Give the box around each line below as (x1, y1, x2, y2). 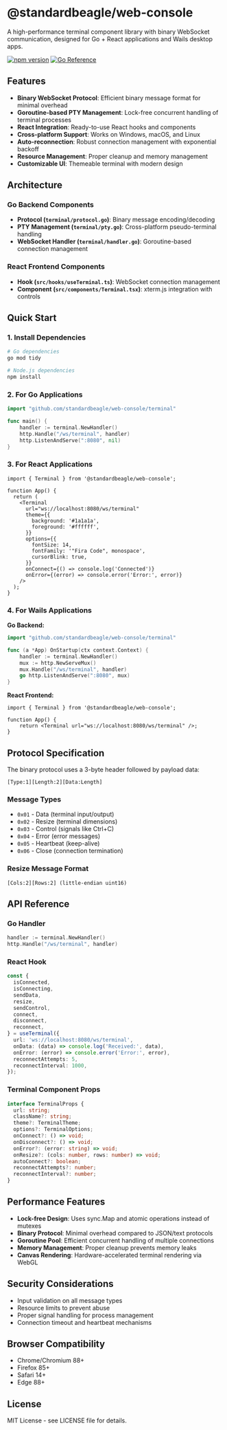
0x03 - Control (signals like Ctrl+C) (16, 825, 115, 833)
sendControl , (13, 1004, 51, 1011)
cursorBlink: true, (32, 553, 88, 560)
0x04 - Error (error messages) (16, 832, 101, 840)
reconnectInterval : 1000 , (13, 1062, 88, 1069)
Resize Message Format (7, 864, 89, 874)
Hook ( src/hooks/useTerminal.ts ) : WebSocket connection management (16, 277, 221, 286)
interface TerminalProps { (7, 1100, 84, 1108)
